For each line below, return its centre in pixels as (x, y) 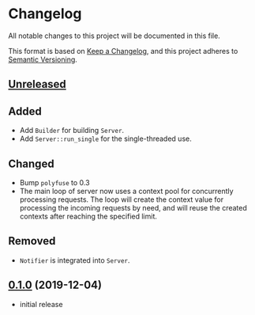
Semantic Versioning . (43, 59)
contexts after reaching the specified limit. (88, 216)
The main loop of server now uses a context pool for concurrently (127, 191)
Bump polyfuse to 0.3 (54, 182)
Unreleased (37, 84)
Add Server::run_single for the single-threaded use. (105, 139)
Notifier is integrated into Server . (75, 260)
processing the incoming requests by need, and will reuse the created (133, 207)
